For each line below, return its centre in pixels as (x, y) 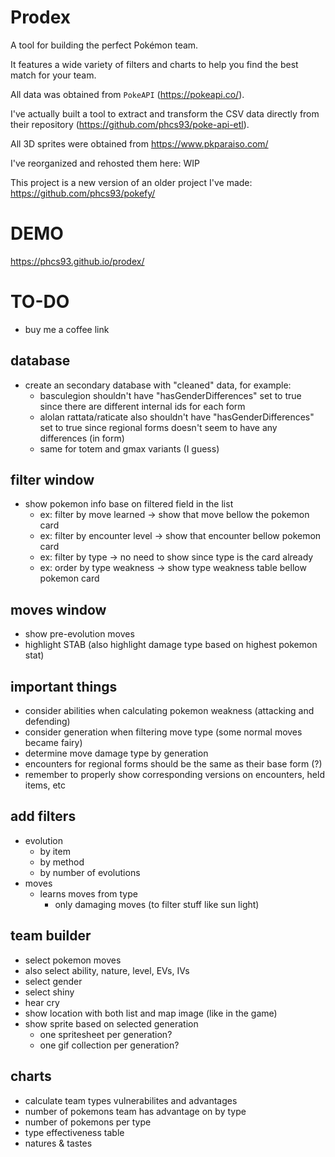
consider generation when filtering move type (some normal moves (163, 732)
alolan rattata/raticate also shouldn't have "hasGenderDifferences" (177, 417)
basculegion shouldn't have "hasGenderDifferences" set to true (170, 395)
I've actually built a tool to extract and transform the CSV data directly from (165, 113)
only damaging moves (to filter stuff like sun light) (157, 904)
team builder (51, 936)
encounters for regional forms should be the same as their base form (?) (173, 764)
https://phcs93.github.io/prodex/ (77, 261)
